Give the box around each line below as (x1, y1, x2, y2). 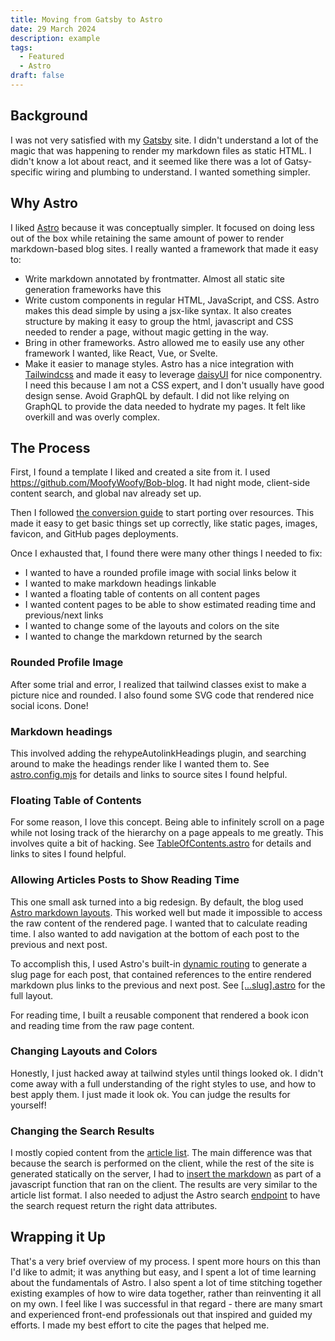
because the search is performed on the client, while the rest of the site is (10, 1157, 315, 1170)
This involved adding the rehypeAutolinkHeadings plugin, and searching (10, 747, 307, 759)
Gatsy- (284, 155, 313, 167)
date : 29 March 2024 (10, 24, 97, 34)
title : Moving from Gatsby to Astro (10, 14, 163, 25)
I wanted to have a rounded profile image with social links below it (24, 567, 297, 579)
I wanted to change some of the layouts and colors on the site (24, 620, 280, 632)
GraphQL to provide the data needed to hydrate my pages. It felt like (24, 400, 306, 412)
